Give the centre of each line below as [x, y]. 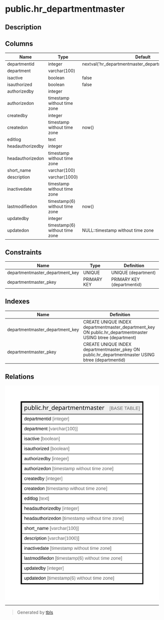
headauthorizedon [26, 158]
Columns [19, 43]
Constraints [23, 253]
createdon [18, 127]
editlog [14, 139]
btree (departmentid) [104, 360]
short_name [19, 170]
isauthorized [20, 84]
